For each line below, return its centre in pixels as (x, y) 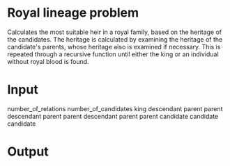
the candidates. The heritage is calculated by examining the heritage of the (115, 39)
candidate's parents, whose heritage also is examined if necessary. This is (114, 47)
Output (28, 152)
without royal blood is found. (48, 61)
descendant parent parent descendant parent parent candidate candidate (113, 116)
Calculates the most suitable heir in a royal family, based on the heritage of (115, 32)
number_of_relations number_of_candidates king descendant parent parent (115, 108)
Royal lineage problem (73, 13)
